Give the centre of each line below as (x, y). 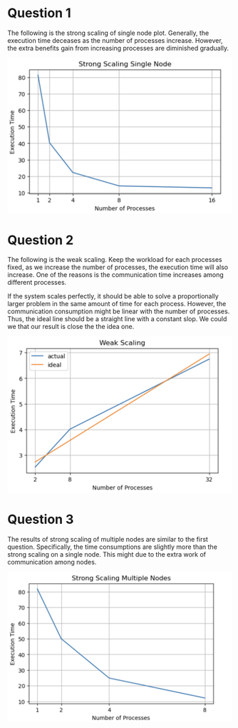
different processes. (37, 283)
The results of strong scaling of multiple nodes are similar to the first (108, 540)
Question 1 (39, 13)
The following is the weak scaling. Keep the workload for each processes (115, 260)
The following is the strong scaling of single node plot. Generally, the (108, 33)
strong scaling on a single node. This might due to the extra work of (107, 555)
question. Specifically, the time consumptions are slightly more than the (112, 547)
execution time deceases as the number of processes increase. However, (115, 40)
